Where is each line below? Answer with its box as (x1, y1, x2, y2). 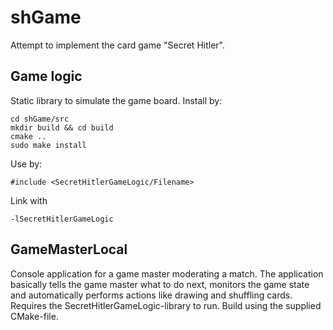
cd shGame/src (10, 114, 70, 124)
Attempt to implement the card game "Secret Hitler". (10, 39, 225, 51)
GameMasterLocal (10, 241, 128, 258)
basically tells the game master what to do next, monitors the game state (10, 278, 310, 290)
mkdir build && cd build (10, 122, 114, 133)
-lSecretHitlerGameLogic (10, 214, 114, 224)
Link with (10, 194, 48, 206)
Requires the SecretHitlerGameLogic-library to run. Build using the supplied (10, 299, 322, 311)
